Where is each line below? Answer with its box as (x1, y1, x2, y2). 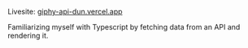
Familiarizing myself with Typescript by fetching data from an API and (7, 22, 241, 31)
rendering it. (7, 31, 49, 40)
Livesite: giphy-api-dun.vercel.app (7, 7, 123, 16)
